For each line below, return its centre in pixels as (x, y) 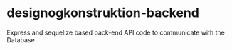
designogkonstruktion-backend (103, 13)
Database (21, 39)
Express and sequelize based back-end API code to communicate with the (116, 32)
